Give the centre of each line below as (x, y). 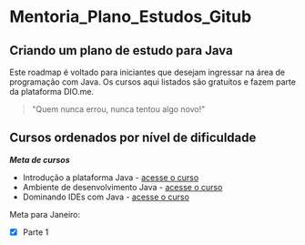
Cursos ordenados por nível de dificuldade (133, 138)
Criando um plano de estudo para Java (122, 51)
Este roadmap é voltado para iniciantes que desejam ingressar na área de (147, 72)
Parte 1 (36, 232)
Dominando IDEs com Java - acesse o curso (106, 197)
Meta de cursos (40, 159)
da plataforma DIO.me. (51, 92)
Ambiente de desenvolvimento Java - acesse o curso (122, 187)
